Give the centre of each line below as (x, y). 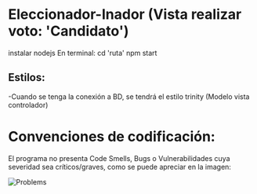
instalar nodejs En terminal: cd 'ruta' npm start (83, 53)
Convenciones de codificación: (112, 136)
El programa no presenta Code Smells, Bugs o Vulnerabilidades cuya (119, 158)
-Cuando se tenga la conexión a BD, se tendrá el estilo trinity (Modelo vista (129, 97)
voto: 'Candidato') (69, 31)
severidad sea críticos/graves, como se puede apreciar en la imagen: (119, 167)
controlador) (28, 104)
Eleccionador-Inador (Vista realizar (125, 15)
